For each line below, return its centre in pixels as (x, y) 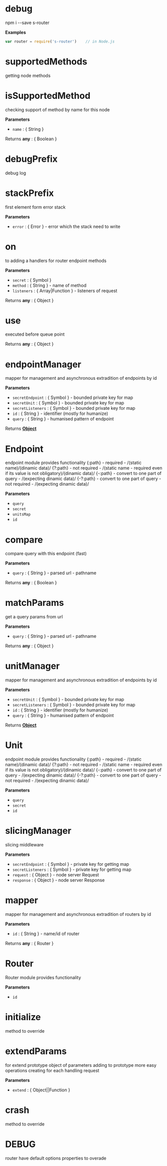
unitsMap (21, 515)
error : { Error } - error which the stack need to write (66, 226)
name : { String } (28, 129)
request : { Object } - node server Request (56, 875)
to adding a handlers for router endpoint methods (56, 261)
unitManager (32, 666)
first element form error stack (35, 207)
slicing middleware (24, 845)
